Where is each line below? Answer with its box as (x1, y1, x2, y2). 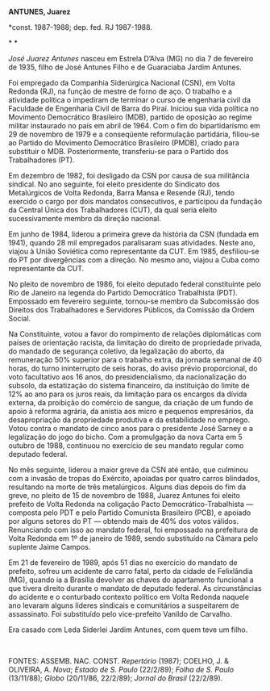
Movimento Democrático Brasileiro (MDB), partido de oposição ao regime (8, 112, 252, 122)
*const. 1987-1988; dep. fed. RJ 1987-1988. (8, 23, 153, 31)
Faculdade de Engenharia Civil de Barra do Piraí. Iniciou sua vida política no (8, 104, 260, 113)
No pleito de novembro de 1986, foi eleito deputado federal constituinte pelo (8, 279, 262, 289)
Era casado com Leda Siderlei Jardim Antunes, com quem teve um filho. (8, 625, 248, 634)
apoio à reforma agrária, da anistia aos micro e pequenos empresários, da (8, 407, 254, 416)
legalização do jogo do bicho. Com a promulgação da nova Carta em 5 (8, 432, 243, 442)
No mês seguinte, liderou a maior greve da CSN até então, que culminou (8, 465, 248, 475)
